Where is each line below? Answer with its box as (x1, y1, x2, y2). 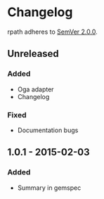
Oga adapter (17, 85, 54, 94)
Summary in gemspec (17, 184, 82, 192)
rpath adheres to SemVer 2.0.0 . (7, 27, 98, 36)
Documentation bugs (17, 126, 79, 134)
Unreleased (7, 48, 60, 60)
